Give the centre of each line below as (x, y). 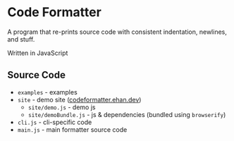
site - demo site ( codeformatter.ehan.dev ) (79, 99)
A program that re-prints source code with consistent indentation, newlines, (117, 32)
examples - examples (47, 92)
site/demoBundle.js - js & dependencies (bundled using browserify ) (127, 114)
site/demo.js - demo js (62, 107)
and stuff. (21, 39)
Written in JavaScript (38, 53)
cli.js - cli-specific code (55, 122)
